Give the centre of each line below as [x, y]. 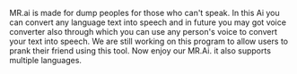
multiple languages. [46, 60]
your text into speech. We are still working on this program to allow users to [149, 41]
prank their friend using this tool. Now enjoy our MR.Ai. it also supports [140, 51]
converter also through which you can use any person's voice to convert [144, 32]
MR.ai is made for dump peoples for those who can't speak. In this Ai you [144, 13]
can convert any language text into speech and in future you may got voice [148, 22]
